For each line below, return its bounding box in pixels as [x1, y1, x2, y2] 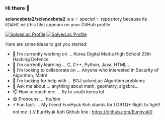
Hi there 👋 [5, 5, 30, 12]
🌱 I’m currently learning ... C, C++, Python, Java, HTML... [12, 62, 131, 68]
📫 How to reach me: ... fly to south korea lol [12, 89, 104, 95]
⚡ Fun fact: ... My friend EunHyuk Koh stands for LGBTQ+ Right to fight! [12, 102, 160, 108]
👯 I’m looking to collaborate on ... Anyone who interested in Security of [12, 67, 159, 73]
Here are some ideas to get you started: [5, 41, 88, 47]
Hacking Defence [12, 56, 49, 63]
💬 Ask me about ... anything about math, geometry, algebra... [12, 83, 139, 89]
